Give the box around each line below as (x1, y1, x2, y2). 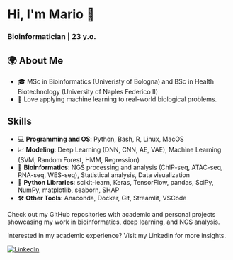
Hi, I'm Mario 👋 (7, 6, 95, 23)
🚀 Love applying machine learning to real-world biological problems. (17, 95, 217, 103)
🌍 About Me (7, 55, 64, 67)
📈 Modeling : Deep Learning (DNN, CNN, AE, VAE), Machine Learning (17, 145, 222, 154)
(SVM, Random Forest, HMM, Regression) (17, 155, 140, 164)
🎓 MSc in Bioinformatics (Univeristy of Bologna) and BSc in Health (17, 77, 215, 86)
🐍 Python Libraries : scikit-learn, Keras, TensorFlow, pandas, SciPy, (17, 178, 214, 186)
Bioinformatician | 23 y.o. (7, 32, 97, 42)
